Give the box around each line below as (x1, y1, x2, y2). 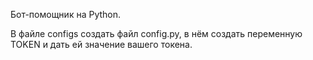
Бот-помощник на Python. (10, 9, 122, 20)
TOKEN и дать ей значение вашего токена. (10, 39, 193, 50)
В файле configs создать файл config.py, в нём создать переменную (10, 28, 303, 39)
